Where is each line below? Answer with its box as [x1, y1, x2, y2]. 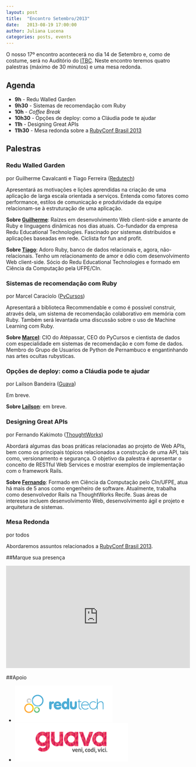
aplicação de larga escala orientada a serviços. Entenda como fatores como [6, 192, 189, 199]
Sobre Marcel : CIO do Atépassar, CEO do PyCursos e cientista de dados [6, 333, 180, 340]
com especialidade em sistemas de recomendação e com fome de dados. [6, 340, 184, 347]
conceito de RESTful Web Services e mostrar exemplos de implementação [6, 461, 185, 468]
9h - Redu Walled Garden [14, 95, 76, 102]
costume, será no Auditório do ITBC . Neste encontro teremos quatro [6, 57, 170, 64]
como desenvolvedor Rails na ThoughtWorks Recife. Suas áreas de [6, 491, 167, 498]
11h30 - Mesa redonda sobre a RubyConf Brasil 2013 [14, 126, 142, 134]
